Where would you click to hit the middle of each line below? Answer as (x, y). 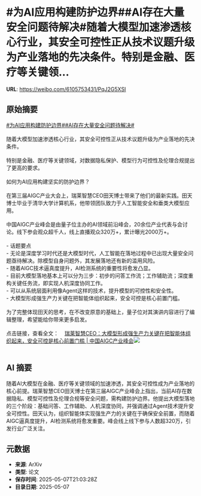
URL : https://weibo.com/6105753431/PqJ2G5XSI (66, 89)
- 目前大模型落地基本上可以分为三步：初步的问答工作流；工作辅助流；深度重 (100, 276)
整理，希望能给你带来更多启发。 (51, 319)
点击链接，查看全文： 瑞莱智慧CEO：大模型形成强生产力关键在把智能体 (96, 333)
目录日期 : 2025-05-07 (42, 487)
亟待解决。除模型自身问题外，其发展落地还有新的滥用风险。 (85, 261)
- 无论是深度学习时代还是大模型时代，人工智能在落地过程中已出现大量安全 (97, 253)
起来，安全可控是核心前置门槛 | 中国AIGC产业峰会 (72, 341)
